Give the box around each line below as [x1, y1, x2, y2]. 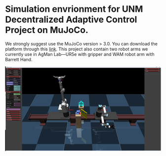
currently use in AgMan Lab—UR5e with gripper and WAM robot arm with [5, 51, 155, 57]
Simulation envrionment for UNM [5, 3, 143, 15]
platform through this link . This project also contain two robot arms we [5, 46, 148, 52]
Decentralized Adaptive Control [5, 14, 137, 25]
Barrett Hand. [5, 56, 33, 62]
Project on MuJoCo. [5, 25, 89, 36]
